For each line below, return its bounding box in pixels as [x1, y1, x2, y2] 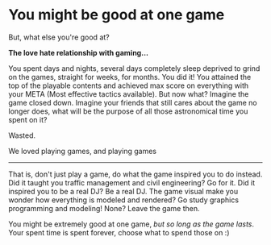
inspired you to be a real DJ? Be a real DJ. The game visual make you [8, 186, 239, 196]
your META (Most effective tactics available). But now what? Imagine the [8, 89, 249, 98]
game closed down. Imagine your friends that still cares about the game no [8, 98, 257, 107]
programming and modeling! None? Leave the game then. [8, 203, 200, 213]
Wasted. [8, 131, 36, 140]
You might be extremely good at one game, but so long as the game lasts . [8, 219, 255, 229]
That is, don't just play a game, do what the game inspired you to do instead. [8, 169, 263, 179]
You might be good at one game [8, 6, 225, 24]
